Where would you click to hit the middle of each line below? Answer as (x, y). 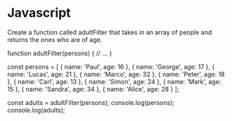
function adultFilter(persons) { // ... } (60, 53)
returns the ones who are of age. (55, 39)
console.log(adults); (36, 110)
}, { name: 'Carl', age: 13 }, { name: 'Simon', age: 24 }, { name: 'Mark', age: (114, 81)
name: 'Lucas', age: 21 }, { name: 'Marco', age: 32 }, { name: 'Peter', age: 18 (116, 74)
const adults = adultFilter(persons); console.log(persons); (91, 102)
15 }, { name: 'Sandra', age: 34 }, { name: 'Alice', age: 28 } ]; (93, 89)
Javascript (39, 13)
